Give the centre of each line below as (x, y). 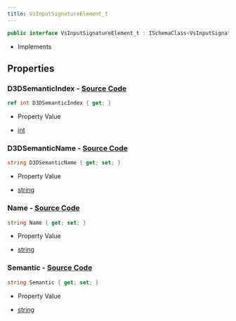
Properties (31, 68)
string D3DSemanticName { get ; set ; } (64, 163)
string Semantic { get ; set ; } (53, 282)
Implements (34, 46)
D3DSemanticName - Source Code (67, 148)
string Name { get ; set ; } (47, 223)
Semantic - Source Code (50, 268)
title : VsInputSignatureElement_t (58, 14)
